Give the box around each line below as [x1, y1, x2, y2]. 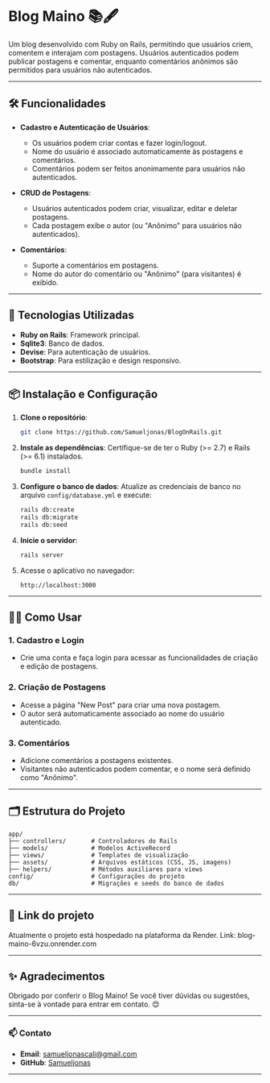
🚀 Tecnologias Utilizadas [8, 309, 134, 322]
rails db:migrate [19, 513, 79, 521]
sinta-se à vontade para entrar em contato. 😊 [8, 999, 160, 1009]
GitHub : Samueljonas [19, 1057, 91, 1067]
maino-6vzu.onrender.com [8, 939, 97, 948]
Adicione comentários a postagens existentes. [19, 755, 174, 765]
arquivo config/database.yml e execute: [19, 490, 153, 500]
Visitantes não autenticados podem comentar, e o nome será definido [19, 764, 251, 774]
